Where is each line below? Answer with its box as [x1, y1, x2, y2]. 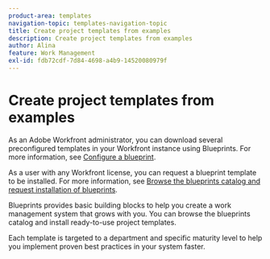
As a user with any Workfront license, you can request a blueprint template [8, 167, 257, 177]
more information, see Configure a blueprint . [8, 152, 156, 162]
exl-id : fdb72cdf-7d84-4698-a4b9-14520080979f [8, 57, 168, 65]
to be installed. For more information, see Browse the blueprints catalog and [8, 176, 260, 186]
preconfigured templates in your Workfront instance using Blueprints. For [8, 143, 251, 153]
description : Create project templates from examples [8, 34, 193, 43]
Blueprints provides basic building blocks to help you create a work [8, 200, 232, 210]
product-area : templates [8, 11, 92, 20]
